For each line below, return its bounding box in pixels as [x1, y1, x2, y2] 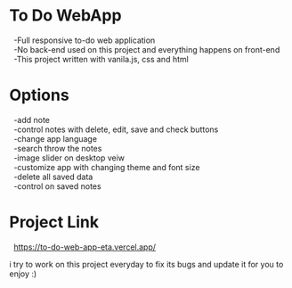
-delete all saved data [12, 171, 93, 182]
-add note [12, 114, 51, 125]
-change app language [12, 133, 98, 144]
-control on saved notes [12, 180, 101, 192]
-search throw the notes [12, 143, 102, 153]
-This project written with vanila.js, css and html [12, 53, 189, 64]
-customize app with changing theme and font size [12, 161, 200, 172]
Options [9, 86, 69, 105]
